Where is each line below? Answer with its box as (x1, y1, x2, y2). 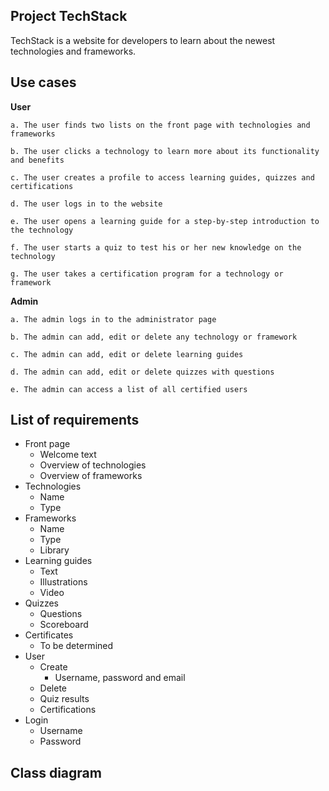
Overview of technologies (39, 459, 147, 471)
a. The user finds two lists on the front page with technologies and (10, 120, 311, 130)
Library (39, 544, 70, 556)
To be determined (39, 640, 114, 652)
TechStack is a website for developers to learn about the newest (10, 34, 276, 46)
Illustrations (39, 576, 88, 588)
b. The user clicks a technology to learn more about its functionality (10, 146, 320, 156)
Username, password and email (54, 672, 186, 684)
